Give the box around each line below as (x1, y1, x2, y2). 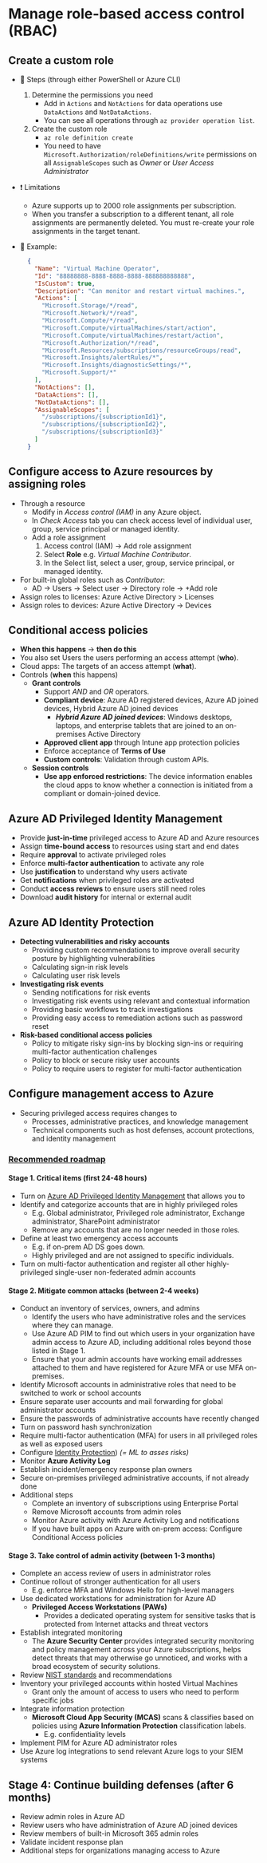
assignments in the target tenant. (31, 227, 140, 235)
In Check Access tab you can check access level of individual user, (31, 516, 253, 525)
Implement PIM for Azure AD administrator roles (19, 1738, 178, 1748)
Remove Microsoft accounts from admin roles (31, 1507, 182, 1517)
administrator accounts (19, 1406, 96, 1415)
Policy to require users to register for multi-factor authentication (31, 1064, 241, 1074)
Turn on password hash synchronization (19, 1422, 152, 1432)
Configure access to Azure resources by (8, 465, 214, 479)
